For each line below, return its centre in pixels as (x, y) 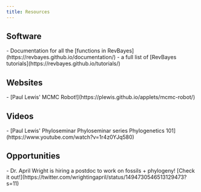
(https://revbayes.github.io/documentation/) (61, 57)
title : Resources (28, 12)
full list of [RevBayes (151, 57)
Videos (20, 116)
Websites (25, 82)
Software (24, 37)
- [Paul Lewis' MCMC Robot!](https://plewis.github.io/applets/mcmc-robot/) (101, 97)
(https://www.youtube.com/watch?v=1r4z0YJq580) (70, 137)
